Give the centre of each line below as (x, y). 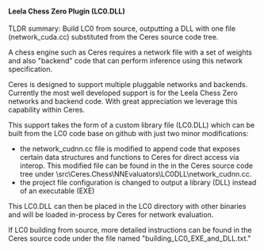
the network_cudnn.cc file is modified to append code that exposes (130, 149)
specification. (31, 69)
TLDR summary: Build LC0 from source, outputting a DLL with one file (122, 29)
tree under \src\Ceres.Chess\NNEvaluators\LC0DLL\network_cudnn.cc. (136, 174)
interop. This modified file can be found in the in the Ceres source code (136, 165)
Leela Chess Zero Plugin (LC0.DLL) (67, 11)
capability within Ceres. (47, 110)
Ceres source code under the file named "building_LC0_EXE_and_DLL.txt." (130, 238)
